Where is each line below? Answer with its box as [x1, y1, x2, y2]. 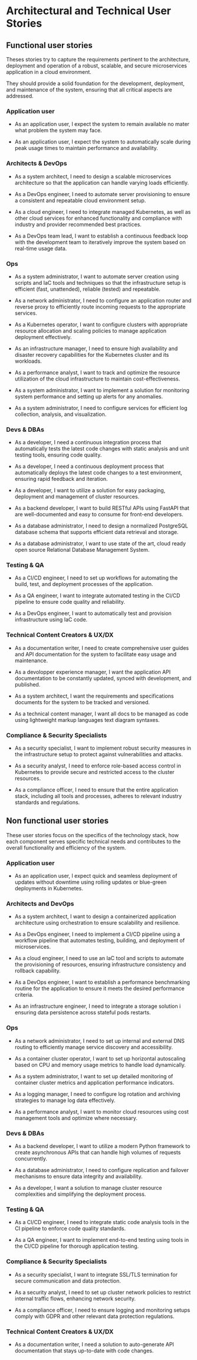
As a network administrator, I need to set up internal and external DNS [14, 1037, 185, 1044]
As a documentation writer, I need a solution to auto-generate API [14, 1341, 174, 1348]
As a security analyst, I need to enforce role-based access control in [14, 762, 181, 769]
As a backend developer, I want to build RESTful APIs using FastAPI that [14, 505, 190, 512]
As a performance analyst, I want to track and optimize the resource [14, 369, 180, 376]
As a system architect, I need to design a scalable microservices [14, 173, 172, 180]
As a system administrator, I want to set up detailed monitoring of [14, 1072, 173, 1079]
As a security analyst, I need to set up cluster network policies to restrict [14, 1289, 191, 1296]
